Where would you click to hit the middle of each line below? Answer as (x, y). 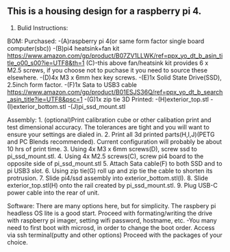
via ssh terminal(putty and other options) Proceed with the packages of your (115, 235)
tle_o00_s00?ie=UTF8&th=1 (46, 63)
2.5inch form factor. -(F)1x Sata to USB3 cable (72, 84)
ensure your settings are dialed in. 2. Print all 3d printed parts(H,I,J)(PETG (111, 134)
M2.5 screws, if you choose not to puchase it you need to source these (107, 70)
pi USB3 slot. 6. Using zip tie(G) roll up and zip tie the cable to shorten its (110, 171)
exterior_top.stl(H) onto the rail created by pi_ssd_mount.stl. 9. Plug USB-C (112, 185)
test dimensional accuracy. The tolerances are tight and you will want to (108, 127)
